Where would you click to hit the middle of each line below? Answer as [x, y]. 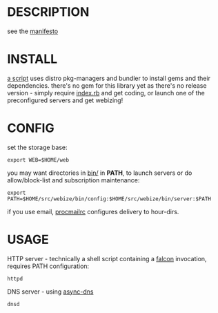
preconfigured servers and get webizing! [65, 100]
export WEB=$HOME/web [38, 160]
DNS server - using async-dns [50, 292]
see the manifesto [33, 31]
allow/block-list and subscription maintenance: [73, 180]
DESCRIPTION [48, 12]
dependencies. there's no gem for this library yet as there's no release [107, 85]
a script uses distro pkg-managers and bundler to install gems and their [109, 78]
